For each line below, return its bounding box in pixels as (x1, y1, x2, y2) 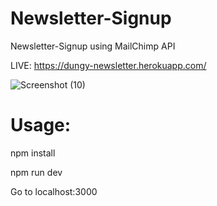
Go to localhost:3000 (10, 185, 98, 197)
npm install (10, 147, 56, 159)
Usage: (10, 114, 72, 137)
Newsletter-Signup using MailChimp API (10, 40, 176, 52)
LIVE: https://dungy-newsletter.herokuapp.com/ (10, 59, 207, 71)
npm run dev (10, 166, 63, 178)
